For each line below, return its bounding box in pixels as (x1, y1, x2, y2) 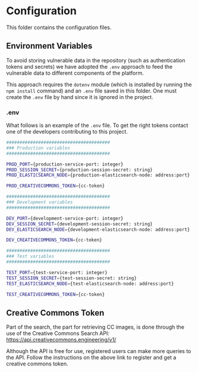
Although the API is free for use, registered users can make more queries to (6, 348, 191, 355)
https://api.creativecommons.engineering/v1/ (6, 336, 117, 344)
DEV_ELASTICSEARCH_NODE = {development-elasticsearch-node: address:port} (6, 227, 190, 233)
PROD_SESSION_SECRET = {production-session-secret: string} (6, 167, 153, 173)
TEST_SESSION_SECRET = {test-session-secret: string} (6, 275, 137, 281)
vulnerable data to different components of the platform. (6, 69, 144, 77)
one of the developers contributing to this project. (6, 128, 128, 135)
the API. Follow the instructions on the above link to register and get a (6, 354, 177, 361)
